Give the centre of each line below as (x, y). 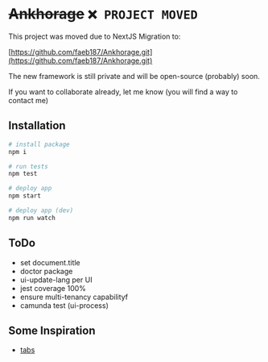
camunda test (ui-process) (64, 305)
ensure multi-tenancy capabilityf (74, 297)
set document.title (50, 262)
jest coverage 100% (53, 288)
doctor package (46, 271)
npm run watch (32, 218)
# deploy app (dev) (41, 210)
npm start (25, 196)
